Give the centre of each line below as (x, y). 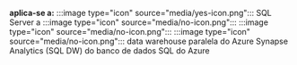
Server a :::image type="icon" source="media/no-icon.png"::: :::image (139, 22)
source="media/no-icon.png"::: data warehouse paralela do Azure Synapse (149, 41)
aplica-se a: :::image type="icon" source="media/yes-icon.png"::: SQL (140, 13)
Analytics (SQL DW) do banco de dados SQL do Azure (109, 51)
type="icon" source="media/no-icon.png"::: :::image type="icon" (130, 32)
